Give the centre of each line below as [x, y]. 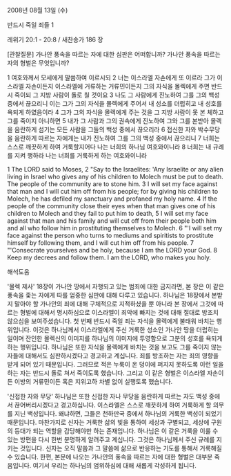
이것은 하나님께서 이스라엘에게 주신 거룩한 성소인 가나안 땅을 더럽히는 [126, 330]
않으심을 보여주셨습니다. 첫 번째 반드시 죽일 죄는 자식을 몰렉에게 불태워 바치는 [111, 321]
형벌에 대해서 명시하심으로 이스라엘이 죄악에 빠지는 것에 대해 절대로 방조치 [119, 312]
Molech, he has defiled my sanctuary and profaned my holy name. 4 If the [112, 199]
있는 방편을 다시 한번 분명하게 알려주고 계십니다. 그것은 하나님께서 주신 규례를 [111, 439]
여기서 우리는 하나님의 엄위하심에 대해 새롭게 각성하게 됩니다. [114, 465]
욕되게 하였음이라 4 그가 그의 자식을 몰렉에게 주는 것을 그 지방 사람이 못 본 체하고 [115, 112]
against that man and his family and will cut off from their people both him [112, 221]
